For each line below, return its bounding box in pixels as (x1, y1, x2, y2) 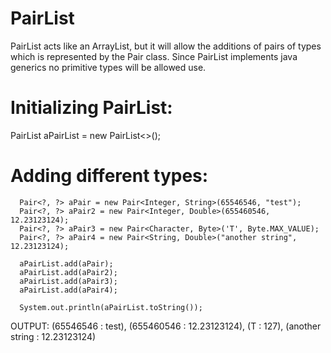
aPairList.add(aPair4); (19, 285, 118, 295)
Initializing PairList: (10, 97, 173, 119)
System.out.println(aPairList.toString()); (19, 302, 203, 312)
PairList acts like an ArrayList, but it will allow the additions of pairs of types (10, 40, 322, 52)
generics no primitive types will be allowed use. (10, 61, 207, 73)
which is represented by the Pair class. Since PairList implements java (10, 50, 298, 62)
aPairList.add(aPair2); (19, 267, 118, 277)
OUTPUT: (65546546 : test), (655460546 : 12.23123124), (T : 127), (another (10, 320, 322, 332)
